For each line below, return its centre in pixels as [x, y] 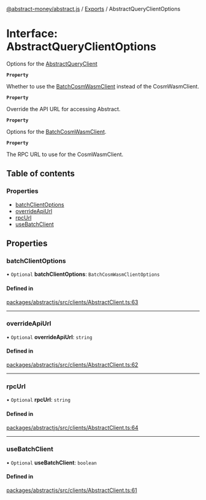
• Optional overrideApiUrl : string [49, 337]
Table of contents [40, 174]
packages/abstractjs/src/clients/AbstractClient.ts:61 [72, 490]
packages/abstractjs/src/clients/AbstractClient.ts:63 [72, 302]
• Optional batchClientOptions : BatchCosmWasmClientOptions [83, 274]
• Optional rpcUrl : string [38, 400]
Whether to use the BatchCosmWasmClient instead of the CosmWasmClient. [103, 86]
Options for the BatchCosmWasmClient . [56, 131]
